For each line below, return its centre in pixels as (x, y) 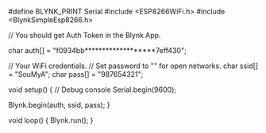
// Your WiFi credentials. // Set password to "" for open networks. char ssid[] (133, 66)
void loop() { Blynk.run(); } (51, 120)
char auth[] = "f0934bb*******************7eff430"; (97, 50)
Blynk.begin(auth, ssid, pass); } (59, 105)
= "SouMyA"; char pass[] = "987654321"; (76, 74)
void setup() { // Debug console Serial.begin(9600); (93, 89)
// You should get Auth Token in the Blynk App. (85, 35)
